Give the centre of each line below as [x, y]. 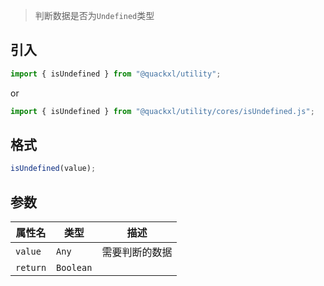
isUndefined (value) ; [53, 169]
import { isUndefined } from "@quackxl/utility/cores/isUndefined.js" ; [162, 111]
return [31, 268]
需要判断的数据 [137, 252]
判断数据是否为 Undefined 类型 [94, 15]
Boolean [74, 268]
